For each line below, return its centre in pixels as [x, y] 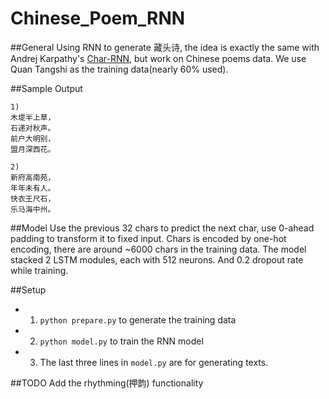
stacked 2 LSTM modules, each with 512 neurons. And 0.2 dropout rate [157, 259]
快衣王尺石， [33, 198]
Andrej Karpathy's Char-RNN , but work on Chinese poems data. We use [158, 58]
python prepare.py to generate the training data [138, 319]
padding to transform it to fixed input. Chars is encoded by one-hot [148, 238]
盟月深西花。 [33, 149]
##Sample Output [46, 88]
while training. [39, 270]
